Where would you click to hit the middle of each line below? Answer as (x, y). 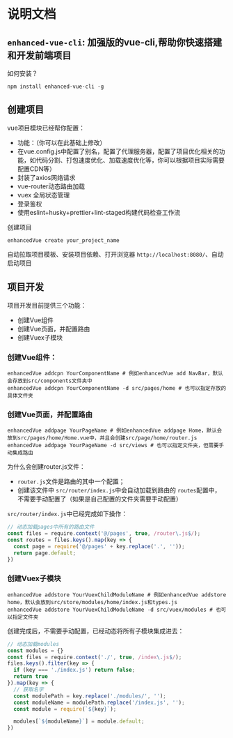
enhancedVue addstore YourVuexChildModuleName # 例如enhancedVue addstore (117, 595)
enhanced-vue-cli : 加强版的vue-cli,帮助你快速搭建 (115, 42)
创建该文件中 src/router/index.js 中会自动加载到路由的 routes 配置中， (119, 490)
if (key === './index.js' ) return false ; (74, 670)
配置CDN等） (36, 169)
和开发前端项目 (39, 55)
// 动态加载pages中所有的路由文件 (51, 527)
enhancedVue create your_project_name (63, 240)
